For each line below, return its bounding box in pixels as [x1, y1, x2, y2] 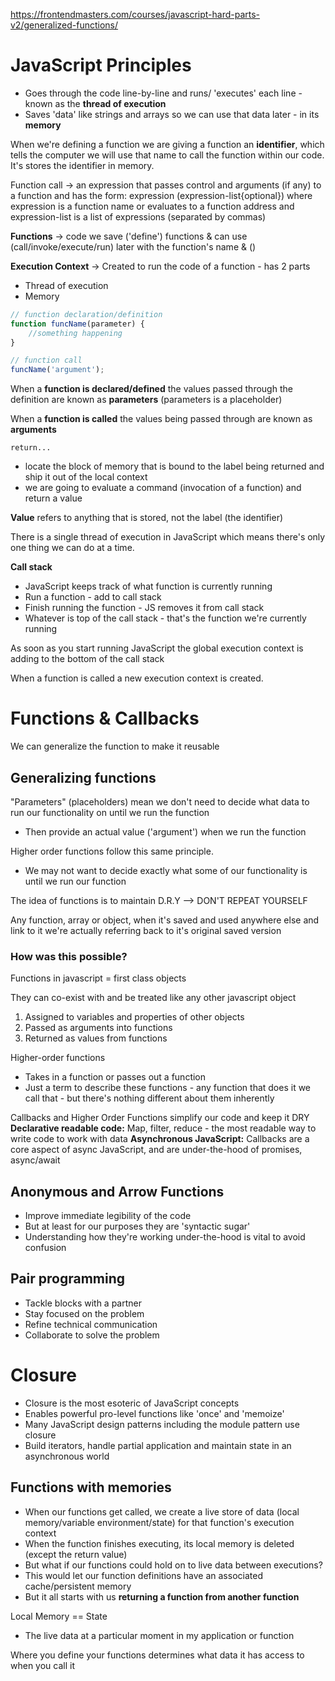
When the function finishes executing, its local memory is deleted [24, 1537, 295, 1549]
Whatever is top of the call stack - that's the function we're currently [24, 612, 307, 624]
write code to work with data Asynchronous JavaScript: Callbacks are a [10, 1133, 310, 1145]
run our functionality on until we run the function [10, 806, 210, 818]
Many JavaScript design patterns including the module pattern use [24, 1418, 300, 1430]
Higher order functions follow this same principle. [10, 845, 214, 857]
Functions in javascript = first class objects [10, 972, 187, 984]
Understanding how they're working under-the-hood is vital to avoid [24, 1231, 306, 1243]
